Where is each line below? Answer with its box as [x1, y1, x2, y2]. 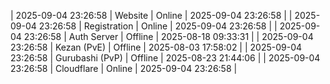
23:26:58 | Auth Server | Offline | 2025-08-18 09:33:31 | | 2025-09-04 [23, 31, 314, 42]
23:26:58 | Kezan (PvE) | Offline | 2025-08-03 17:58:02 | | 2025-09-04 [10, 41, 303, 53]
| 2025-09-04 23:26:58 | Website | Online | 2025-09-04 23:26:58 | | [10, 10, 293, 21]
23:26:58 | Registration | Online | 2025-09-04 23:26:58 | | [38, 20, 278, 32]
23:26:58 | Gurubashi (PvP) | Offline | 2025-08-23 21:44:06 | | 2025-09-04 [10, 52, 321, 64]
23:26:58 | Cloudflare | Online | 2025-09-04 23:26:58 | [10, 63, 238, 74]
